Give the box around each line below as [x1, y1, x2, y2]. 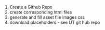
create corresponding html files [9, 9, 72, 15]
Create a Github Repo [9, 4, 52, 10]
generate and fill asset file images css [9, 15, 85, 20]
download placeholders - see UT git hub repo [9, 19, 100, 25]
